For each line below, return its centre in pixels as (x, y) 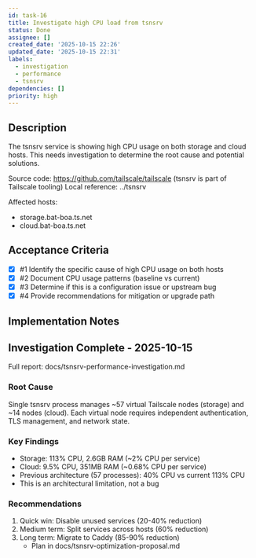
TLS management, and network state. (69, 420)
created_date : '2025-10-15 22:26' (65, 45)
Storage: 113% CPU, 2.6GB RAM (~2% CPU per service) (110, 458)
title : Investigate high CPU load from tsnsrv (86, 23)
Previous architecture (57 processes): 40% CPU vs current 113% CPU (132, 475)
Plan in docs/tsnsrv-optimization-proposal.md (106, 546)
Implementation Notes (64, 321)
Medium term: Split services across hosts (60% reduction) (114, 529)
